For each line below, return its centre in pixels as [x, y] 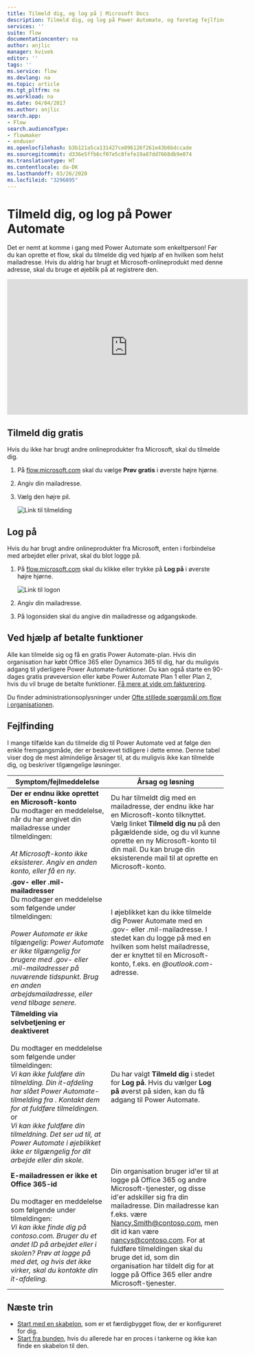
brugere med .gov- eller [49, 959]
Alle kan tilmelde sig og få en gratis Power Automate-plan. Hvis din [102, 654]
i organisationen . [31, 704]
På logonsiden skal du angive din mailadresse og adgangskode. [107, 616]
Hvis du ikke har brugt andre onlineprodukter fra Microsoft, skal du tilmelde [113, 450]
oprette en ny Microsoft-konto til [164, 841]
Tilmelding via [34, 1013]
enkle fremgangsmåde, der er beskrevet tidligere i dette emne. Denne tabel [113, 750]
